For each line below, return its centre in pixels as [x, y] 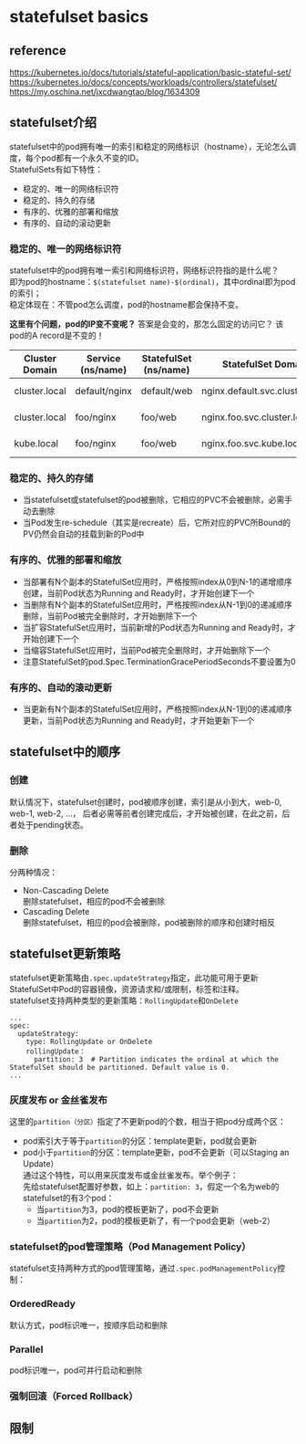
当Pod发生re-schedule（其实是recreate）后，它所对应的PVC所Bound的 [157, 523]
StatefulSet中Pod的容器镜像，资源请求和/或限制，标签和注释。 [127, 989]
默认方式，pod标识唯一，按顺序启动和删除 [89, 1324]
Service [103, 359]
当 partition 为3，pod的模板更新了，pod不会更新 [127, 1209]
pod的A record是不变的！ [57, 336]
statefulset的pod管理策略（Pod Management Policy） [130, 1247]
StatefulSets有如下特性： [56, 169]
